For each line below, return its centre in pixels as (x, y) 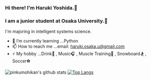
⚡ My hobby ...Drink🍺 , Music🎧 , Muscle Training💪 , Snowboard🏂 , (79, 54)
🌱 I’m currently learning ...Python (45, 41)
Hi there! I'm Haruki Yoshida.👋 (41, 8)
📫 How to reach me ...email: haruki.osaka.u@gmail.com (68, 46)
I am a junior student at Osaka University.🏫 (57, 20)
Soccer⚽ (21, 61)
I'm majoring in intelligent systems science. (48, 32)
